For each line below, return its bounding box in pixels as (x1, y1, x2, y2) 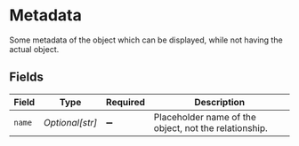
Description (194, 96, 246, 108)
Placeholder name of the (153, 111, 256, 123)
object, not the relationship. (153, 121, 269, 134)
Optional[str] (43, 116, 98, 128)
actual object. (9, 43, 60, 54)
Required (105, 96, 145, 108)
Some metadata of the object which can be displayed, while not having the (9, 35, 283, 45)
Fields (9, 70, 44, 85)
